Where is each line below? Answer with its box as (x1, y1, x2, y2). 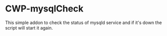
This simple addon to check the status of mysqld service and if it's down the (5, 19, 162, 25)
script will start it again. (5, 24, 53, 30)
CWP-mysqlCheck (5, 3, 84, 14)
